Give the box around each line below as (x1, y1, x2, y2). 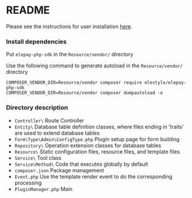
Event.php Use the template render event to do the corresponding (14, 173, 173, 180)
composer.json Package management (14, 166, 104, 173)
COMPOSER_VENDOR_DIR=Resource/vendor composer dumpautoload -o (6, 90, 163, 96)
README (6, 4, 50, 17)
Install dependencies (6, 37, 67, 46)
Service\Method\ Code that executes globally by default (14, 161, 148, 168)
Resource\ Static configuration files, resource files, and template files (14, 148, 180, 155)
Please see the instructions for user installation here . (6, 23, 132, 30)
